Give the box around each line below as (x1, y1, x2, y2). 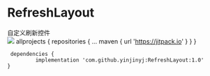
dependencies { (10, 50, 54, 57)
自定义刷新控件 (7, 28, 50, 37)
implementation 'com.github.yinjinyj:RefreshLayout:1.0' (35, 57, 204, 64)
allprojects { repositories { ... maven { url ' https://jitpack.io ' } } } (15, 37, 197, 46)
